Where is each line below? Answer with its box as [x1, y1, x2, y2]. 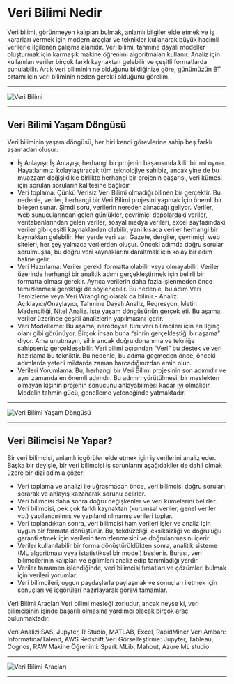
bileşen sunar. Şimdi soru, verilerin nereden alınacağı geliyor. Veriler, [17, 203, 214, 211]
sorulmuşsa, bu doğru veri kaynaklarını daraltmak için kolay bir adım [17, 248, 213, 256]
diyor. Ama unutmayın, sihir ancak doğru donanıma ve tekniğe [17, 336, 195, 344]
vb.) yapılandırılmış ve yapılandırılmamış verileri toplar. [17, 511, 173, 520]
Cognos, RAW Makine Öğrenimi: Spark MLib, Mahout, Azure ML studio [7, 642, 210, 651]
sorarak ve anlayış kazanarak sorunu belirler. [17, 489, 146, 498]
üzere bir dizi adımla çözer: [7, 469, 85, 477]
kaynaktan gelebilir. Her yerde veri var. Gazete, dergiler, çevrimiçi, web [17, 232, 221, 241]
